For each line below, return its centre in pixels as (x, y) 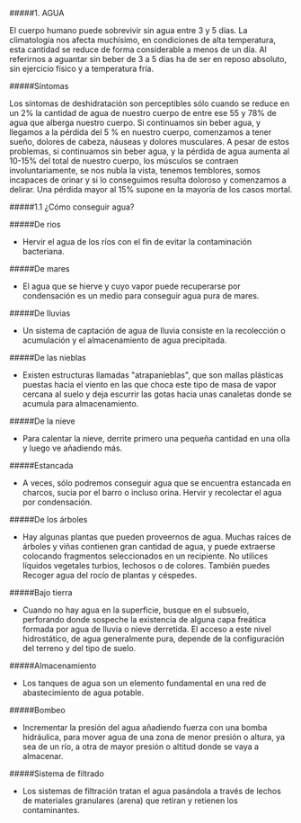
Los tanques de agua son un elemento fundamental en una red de (144, 683)
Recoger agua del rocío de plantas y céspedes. (110, 575)
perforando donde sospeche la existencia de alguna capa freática (144, 619)
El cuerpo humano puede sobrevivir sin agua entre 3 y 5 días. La (128, 30)
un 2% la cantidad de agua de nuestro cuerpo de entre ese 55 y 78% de (143, 113)
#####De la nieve (43, 421)
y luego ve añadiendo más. (72, 448)
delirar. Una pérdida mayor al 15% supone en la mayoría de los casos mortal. (151, 189)
